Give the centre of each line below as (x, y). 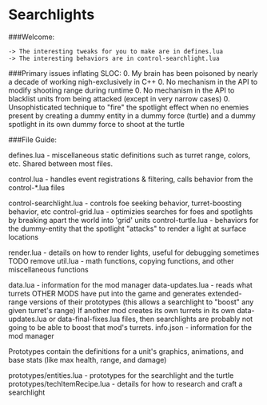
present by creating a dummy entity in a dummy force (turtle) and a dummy (132, 115)
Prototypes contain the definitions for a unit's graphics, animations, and (126, 351)
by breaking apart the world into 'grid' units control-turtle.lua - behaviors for (133, 220)
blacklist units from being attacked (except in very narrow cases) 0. (119, 98)
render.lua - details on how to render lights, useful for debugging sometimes (134, 252)
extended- (225, 293)
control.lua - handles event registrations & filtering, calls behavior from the (131, 179)
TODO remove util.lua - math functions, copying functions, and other (121, 260)
